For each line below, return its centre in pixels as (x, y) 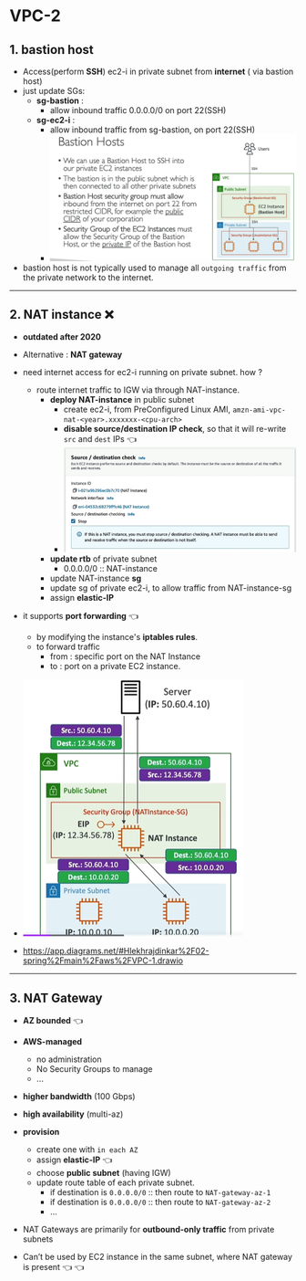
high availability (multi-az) (73, 1114)
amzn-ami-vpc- (259, 410)
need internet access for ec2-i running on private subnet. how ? (142, 372)
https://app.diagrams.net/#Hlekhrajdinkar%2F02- (116, 951)
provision (41, 1132)
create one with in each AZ (87, 1150)
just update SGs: (54, 91)
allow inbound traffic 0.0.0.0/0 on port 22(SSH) (138, 110)
